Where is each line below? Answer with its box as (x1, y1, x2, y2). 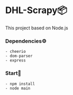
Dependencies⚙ (5, 37, 47, 44)
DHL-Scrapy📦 (5, 5, 67, 16)
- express (5, 58, 26, 63)
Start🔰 (5, 70, 21, 77)
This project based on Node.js (5, 24, 68, 31)
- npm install (5, 81, 35, 86)
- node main (5, 85, 30, 91)
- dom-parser (5, 53, 33, 59)
